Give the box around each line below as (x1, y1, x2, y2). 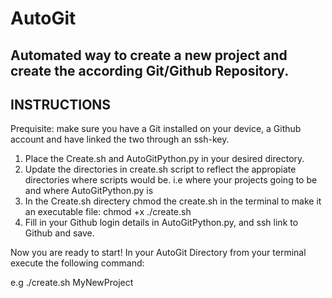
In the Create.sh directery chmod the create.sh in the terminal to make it (24, 195, 322, 207)
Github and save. (24, 227, 95, 239)
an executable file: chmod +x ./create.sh (24, 206, 192, 218)
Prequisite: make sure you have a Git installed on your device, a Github (10, 123, 302, 135)
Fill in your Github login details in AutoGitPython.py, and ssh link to (24, 217, 299, 229)
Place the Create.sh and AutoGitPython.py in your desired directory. (24, 153, 305, 165)
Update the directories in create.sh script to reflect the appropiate (24, 163, 297, 176)
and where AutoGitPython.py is (24, 185, 154, 197)
